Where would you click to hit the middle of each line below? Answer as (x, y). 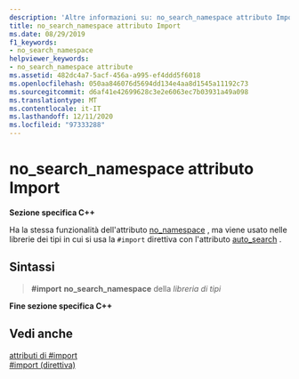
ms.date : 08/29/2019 (48, 34)
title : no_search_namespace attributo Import (95, 26)
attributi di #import (44, 355)
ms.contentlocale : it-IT (55, 109)
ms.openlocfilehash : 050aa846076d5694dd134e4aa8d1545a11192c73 (129, 84)
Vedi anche (41, 334)
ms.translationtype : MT (53, 100)
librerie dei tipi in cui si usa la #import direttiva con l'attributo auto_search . (145, 239)
